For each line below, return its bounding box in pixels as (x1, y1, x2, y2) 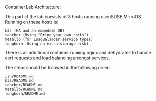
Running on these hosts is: (5, 19, 59, 25)
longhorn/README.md (5, 91, 45, 96)
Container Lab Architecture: (5, 4, 61, 10)
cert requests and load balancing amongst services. (5, 55, 110, 61)
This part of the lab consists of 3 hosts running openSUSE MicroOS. (5, 14, 142, 19)
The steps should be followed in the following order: (5, 65, 110, 70)
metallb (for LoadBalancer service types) (5, 37, 93, 42)
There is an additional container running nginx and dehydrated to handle (5, 50, 151, 55)
